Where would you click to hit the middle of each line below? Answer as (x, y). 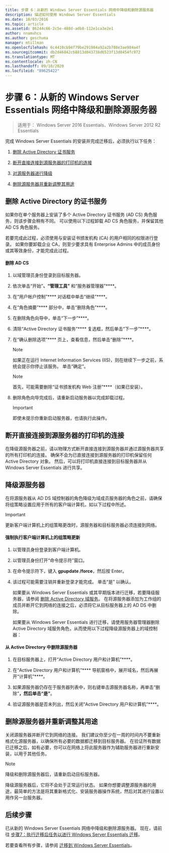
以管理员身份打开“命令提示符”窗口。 (50, 560)
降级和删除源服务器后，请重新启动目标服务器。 (54, 774)
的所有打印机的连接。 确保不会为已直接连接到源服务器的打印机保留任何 (78, 455)
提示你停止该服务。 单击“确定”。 (55, 366)
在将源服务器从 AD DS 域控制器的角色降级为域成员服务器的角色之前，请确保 (84, 498)
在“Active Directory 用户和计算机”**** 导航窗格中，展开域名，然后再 (83, 670)
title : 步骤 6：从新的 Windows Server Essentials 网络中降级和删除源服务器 (79, 10)
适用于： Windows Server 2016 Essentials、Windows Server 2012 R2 (89, 125)
